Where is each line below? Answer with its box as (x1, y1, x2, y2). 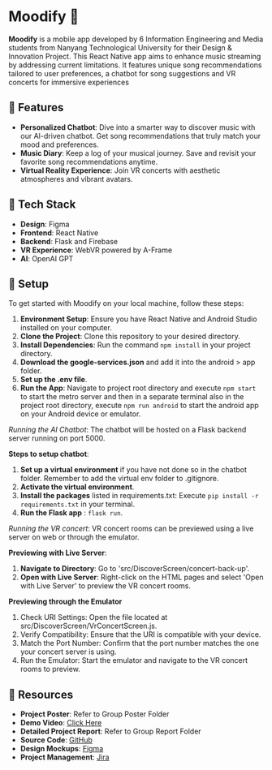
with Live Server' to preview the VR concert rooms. (19, 581, 191, 591)
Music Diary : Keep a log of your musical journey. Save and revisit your (19, 148, 257, 157)
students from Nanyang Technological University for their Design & (8, 42, 233, 52)
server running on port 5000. (8, 433, 106, 443)
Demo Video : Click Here (19, 718, 102, 728)
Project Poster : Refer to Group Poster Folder (19, 709, 170, 719)
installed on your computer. (19, 323, 112, 333)
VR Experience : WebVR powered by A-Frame (19, 245, 173, 255)
